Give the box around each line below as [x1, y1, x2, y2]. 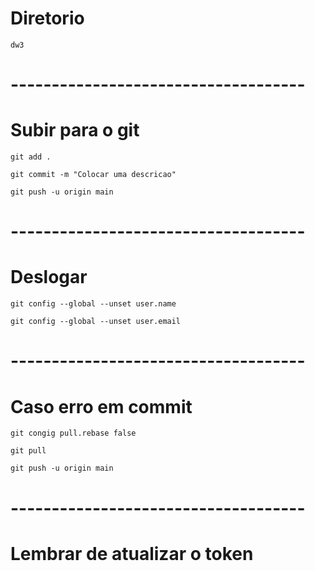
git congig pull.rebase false [10, 428, 137, 439]
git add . [10, 152, 52, 162]
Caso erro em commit [10, 395, 193, 418]
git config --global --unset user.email [10, 317, 182, 327]
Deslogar [10, 266, 88, 289]
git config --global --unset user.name [10, 299, 177, 309]
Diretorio [10, 7, 85, 30]
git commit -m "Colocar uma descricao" [10, 170, 177, 180]
